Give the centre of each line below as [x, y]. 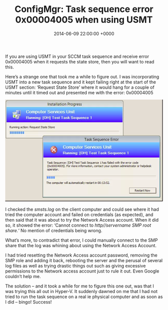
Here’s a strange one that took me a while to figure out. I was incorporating [82, 76]
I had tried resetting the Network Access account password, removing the [81, 255]
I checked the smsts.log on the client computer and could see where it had [82, 209]
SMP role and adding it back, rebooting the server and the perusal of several [84, 260]
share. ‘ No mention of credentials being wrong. [54, 230]
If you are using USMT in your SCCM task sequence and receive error [77, 56]
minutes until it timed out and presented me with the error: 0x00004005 [79, 92]
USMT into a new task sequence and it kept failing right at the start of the [81, 82]
